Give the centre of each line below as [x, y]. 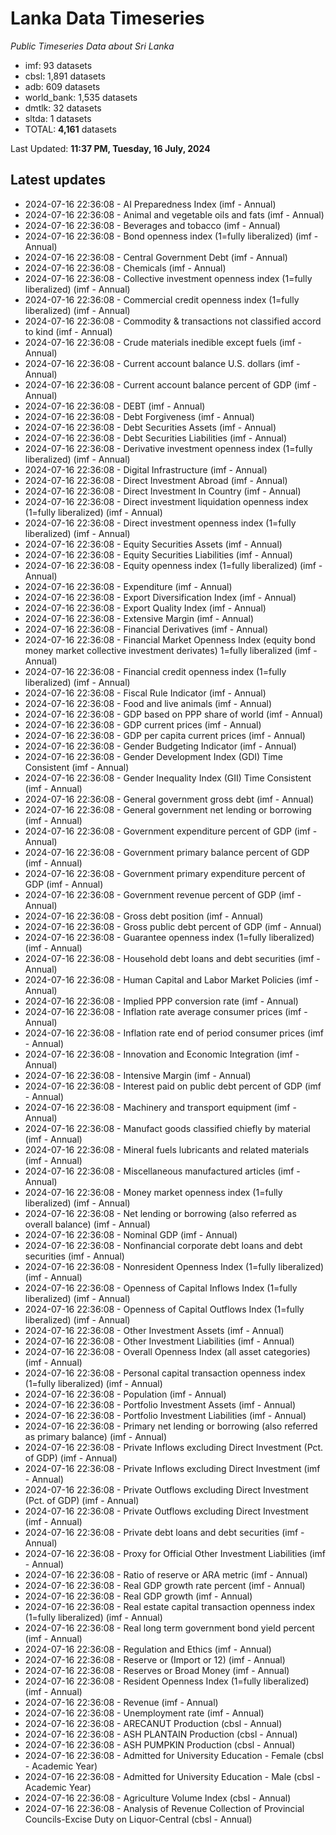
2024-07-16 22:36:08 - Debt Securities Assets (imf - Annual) [150, 427]
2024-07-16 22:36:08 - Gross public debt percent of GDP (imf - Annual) [173, 926]
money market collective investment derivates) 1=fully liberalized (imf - [171, 650]
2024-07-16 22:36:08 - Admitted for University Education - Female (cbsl [174, 1755]
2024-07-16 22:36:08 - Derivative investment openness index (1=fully [168, 448]
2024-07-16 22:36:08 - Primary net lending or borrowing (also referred [171, 1426]
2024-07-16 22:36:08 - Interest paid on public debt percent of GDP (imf [173, 1086]
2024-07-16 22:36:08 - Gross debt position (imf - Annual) [144, 916]
